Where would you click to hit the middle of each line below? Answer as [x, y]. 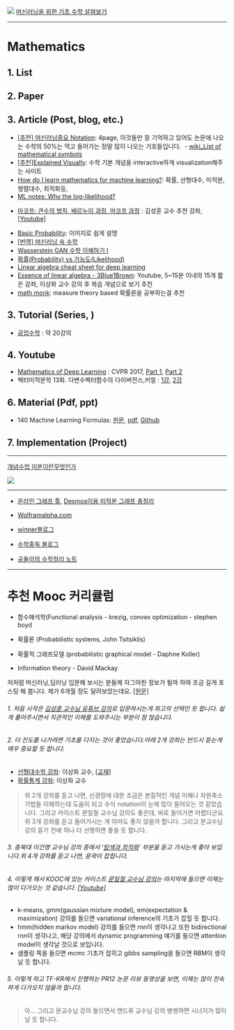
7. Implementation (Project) [67, 442]
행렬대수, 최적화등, [42, 188]
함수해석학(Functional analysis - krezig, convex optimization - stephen [117, 616]
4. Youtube [31, 355]
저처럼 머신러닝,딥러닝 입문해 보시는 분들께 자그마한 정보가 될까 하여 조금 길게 [112, 682]
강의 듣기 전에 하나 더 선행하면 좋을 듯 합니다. [86, 830]
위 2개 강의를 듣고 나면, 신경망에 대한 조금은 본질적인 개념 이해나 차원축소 [123, 795]
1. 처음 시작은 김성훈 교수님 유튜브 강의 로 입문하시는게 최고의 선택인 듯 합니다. [112, 709]
